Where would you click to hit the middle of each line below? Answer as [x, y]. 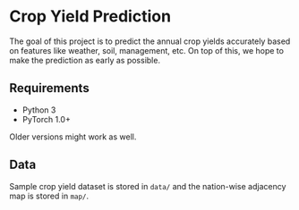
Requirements [49, 88]
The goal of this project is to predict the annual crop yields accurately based [150, 41]
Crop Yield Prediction [90, 17]
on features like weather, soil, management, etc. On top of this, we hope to [147, 50]
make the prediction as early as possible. [85, 60]
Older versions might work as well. [73, 137]
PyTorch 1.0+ [47, 119]
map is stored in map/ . [49, 196]
